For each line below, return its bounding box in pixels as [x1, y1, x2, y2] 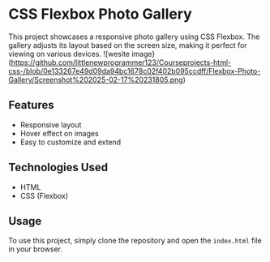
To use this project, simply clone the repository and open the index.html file [8, 236, 262, 246]
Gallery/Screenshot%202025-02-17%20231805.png [8, 75, 184, 84]
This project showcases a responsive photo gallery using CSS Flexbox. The [8, 32, 260, 41]
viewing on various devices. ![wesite [8, 49, 130, 58]
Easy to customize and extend [19, 137, 122, 147]
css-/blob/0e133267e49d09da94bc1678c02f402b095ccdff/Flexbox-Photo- [8, 66, 261, 75]
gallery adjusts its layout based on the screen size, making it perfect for [8, 40, 247, 49]
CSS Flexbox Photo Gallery [8, 5, 192, 24]
